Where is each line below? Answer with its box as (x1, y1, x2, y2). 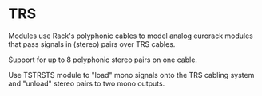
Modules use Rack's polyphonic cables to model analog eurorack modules (8, 31, 254, 40)
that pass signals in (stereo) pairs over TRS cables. (8, 39, 176, 48)
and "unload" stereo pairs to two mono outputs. (8, 79, 165, 88)
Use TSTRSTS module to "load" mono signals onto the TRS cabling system (8, 70, 255, 79)
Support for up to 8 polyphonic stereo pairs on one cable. (8, 55, 198, 64)
